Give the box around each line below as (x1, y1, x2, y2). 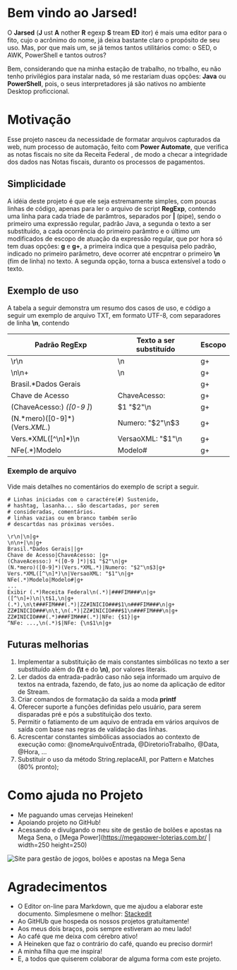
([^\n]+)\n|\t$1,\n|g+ (7, 594, 74, 601)
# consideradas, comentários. (7, 508, 97, 515)
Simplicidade (7, 178, 66, 190)
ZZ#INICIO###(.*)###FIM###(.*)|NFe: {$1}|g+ (7, 613, 140, 621)
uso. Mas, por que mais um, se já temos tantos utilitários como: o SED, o (7, 43, 217, 52)
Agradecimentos (7, 879, 108, 894)
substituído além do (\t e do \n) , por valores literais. (17, 665, 168, 673)
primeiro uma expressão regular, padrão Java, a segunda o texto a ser (7, 219, 212, 227)
